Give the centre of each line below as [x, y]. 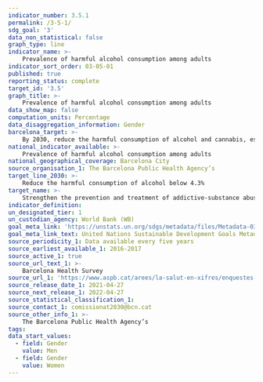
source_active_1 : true [45, 256]
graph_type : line [36, 45]
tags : [17, 329]
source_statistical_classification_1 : [71, 300]
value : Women [43, 366]
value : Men [40, 351]
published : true [34, 74]
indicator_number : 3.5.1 [49, 15]
